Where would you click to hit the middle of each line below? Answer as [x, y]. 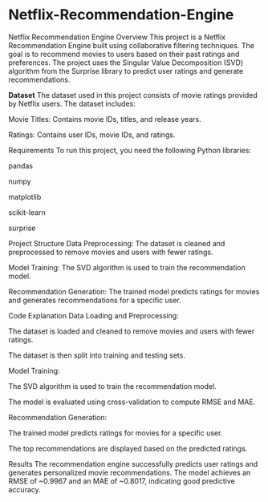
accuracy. [25, 489]
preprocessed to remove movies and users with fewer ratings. [111, 252]
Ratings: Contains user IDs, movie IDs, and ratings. [92, 135]
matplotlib [25, 196]
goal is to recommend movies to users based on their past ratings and [124, 54]
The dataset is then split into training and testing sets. [97, 355]
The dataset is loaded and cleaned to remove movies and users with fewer [132, 331]
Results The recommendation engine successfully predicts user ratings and [133, 464]
